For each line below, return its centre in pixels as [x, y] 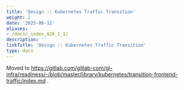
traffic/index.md [26, 80]
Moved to [18, 68]
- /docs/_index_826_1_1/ [37, 34]
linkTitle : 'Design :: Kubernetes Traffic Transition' [76, 46]
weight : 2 [19, 17]
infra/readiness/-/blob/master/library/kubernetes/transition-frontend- [92, 74]
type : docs [20, 51]
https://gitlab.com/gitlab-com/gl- [72, 68]
